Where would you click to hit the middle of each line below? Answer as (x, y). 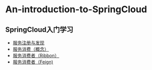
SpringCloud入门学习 (39, 29)
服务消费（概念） (31, 49)
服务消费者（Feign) (33, 62)
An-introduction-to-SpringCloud (76, 9)
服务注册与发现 (28, 43)
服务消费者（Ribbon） (36, 55)
